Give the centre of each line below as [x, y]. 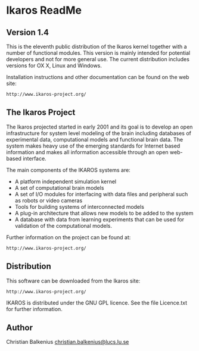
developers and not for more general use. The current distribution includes [98, 59]
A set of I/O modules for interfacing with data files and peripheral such [101, 194]
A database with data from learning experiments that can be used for [99, 219]
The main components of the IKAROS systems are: [69, 170]
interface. [35, 158]
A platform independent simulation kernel [66, 181]
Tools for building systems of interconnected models [80, 206]
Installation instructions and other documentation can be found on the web [98, 77]
